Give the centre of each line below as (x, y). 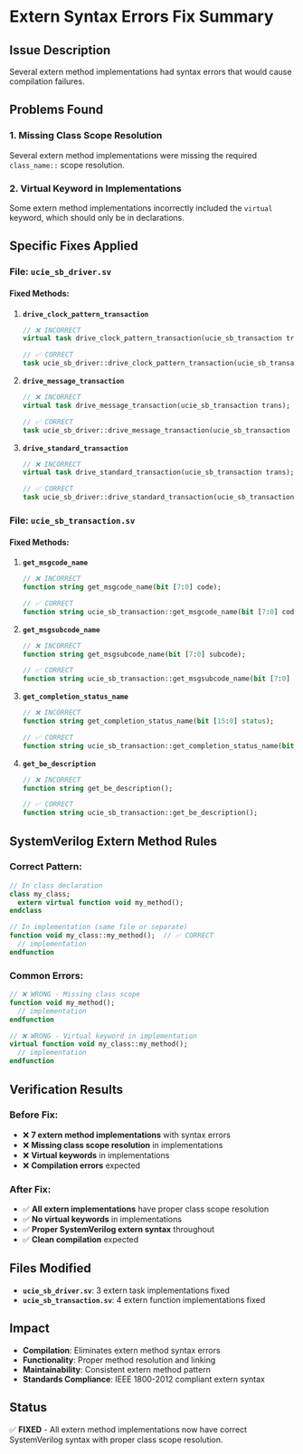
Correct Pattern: (46, 867)
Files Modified (51, 1269)
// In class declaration (56, 885)
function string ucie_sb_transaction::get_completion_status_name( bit (158, 746)
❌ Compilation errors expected (81, 1165)
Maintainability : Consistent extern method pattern (116, 1369)
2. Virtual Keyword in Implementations (96, 188)
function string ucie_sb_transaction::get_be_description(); (140, 813)
